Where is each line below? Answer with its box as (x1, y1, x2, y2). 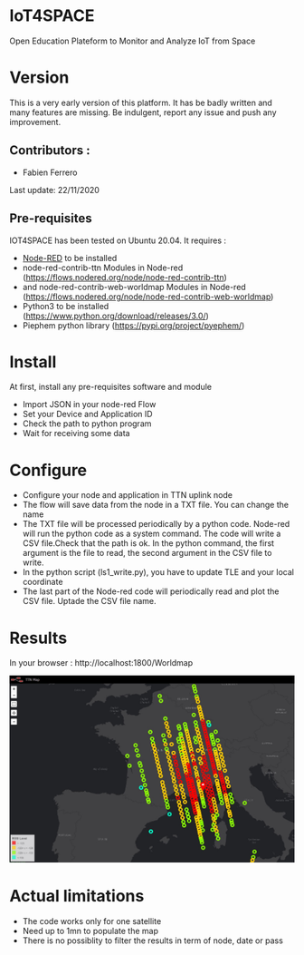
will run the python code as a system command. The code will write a (22, 528, 281, 540)
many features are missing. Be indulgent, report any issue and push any (9, 106, 278, 118)
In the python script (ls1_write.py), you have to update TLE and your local (22, 567, 294, 578)
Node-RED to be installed (22, 252, 118, 263)
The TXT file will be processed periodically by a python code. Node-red (22, 519, 290, 530)
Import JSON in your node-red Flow (22, 399, 157, 410)
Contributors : (9, 142, 90, 159)
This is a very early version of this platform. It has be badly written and (9, 97, 273, 108)
